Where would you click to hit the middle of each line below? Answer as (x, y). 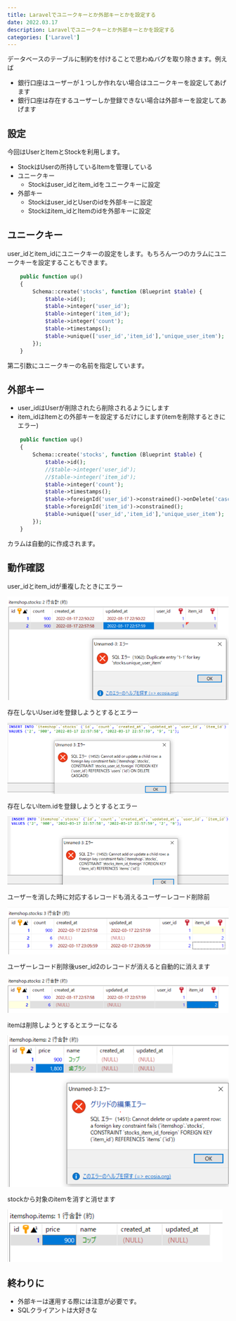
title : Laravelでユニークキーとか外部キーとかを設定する (82, 15)
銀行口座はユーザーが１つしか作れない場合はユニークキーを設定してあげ (122, 83)
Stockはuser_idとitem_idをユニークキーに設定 (94, 185)
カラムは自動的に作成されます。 (53, 543)
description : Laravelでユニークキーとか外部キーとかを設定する (91, 30)
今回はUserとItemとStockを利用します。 (66, 152)
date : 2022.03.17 (33, 22)
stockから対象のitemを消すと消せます (61, 1199)
